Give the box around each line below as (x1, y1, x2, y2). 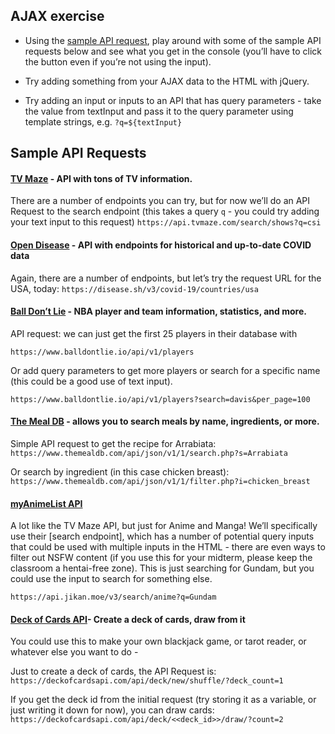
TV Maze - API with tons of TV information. (10, 172, 193, 184)
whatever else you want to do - (10, 646, 139, 658)
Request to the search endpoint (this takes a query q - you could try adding (10, 205, 320, 218)
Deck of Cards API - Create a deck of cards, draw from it (10, 613, 246, 625)
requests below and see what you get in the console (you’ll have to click (24, 45, 323, 57)
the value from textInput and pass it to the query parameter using (24, 105, 294, 117)
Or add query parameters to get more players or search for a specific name (10, 364, 321, 376)
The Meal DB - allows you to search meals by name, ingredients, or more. (10, 415, 320, 428)
